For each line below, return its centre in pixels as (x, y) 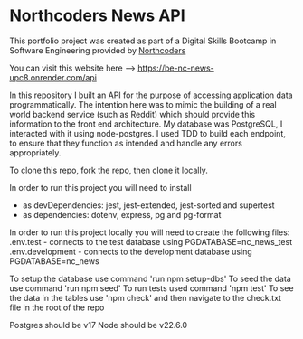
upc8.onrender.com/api (53, 77)
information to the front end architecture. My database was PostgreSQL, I (146, 124)
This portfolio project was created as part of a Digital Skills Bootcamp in (143, 41)
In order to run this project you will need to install (100, 187)
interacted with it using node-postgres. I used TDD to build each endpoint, (148, 133)
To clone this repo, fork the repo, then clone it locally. (109, 170)
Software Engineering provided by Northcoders (98, 50)
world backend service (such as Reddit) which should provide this (133, 114)
